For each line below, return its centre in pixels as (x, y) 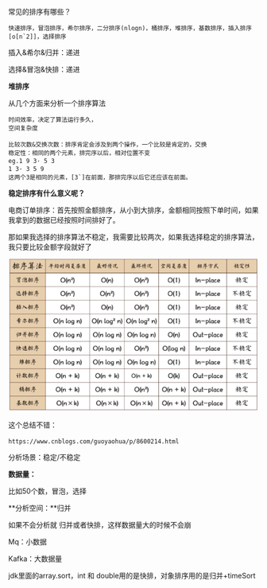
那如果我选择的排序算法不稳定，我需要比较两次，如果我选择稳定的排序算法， (133, 237)
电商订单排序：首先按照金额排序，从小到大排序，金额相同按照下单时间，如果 (133, 210)
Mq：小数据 (28, 541)
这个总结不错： (33, 425)
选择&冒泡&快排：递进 (44, 69)
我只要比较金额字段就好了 (50, 247)
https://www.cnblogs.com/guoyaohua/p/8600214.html (94, 441)
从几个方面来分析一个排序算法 (57, 103)
